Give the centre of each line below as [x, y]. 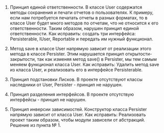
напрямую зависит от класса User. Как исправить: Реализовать [78, 115]
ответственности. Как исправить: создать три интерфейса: [73, 34]
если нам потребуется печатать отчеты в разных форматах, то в [79, 18]
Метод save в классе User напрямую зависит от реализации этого [81, 49]
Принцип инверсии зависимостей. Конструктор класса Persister [78, 109]
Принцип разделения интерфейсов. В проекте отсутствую [72, 94]
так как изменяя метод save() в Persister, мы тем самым [97, 59]
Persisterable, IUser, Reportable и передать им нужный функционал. [81, 39]
